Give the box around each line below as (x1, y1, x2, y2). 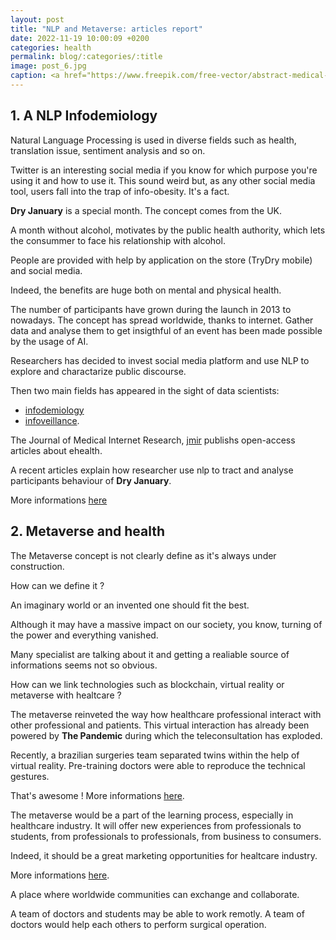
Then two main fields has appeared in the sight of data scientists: (10, 384, 280, 396)
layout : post (10, 14, 65, 25)
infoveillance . (24, 414, 80, 426)
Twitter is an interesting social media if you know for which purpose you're (10, 164, 318, 176)
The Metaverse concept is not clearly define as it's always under (10, 549, 277, 561)
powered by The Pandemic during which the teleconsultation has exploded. (10, 729, 323, 741)
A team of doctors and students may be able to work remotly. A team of (10, 907, 305, 920)
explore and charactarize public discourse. (10, 365, 187, 377)
